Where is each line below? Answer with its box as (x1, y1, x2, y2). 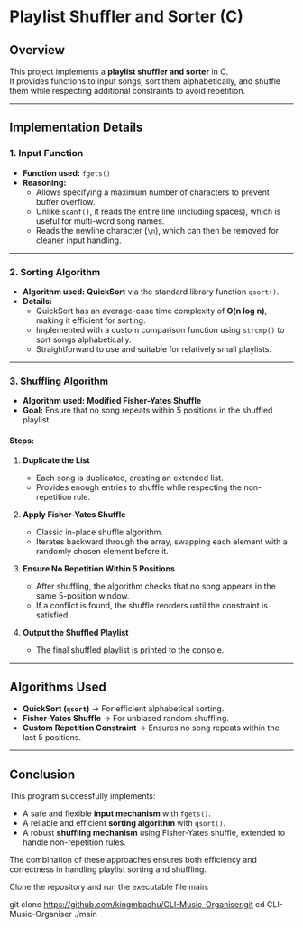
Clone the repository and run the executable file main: (9, 882, 209, 893)
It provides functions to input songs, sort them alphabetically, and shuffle (9, 76, 281, 87)
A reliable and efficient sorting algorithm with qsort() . (22, 818, 226, 829)
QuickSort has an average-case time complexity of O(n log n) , (35, 305, 268, 316)
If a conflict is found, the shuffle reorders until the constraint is (35, 600, 269, 611)
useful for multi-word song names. (35, 215, 165, 227)
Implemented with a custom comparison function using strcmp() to (35, 324, 285, 335)
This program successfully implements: (9, 791, 156, 802)
